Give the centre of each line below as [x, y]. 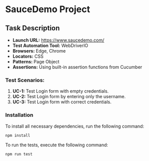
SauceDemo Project [48, 9]
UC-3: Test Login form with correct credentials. [62, 102]
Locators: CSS [28, 56]
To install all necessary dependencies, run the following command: [75, 126]
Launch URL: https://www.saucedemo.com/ [58, 40]
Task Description [33, 28]
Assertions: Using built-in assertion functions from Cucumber [77, 67]
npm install [18, 135]
